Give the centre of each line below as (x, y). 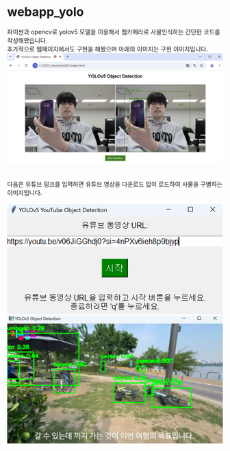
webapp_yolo (46, 12)
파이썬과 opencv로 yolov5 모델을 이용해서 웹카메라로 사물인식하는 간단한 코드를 (114, 32)
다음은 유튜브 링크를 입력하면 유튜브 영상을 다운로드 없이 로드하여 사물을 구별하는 (115, 184)
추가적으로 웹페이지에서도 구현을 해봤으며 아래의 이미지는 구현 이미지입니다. (108, 49)
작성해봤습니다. (27, 40)
